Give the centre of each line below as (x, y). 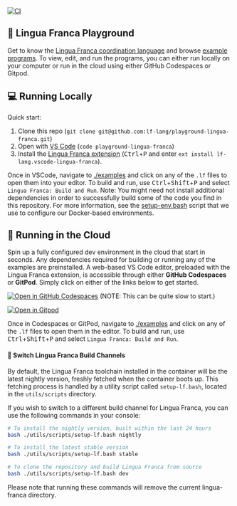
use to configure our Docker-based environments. (81, 213)
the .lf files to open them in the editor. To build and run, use (96, 332)
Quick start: (24, 117)
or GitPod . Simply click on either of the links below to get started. (103, 283)
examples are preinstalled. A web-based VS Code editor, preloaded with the (119, 268)
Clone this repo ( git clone (57, 131)
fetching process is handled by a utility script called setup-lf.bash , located (117, 386)
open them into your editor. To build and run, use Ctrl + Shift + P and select (118, 182)
